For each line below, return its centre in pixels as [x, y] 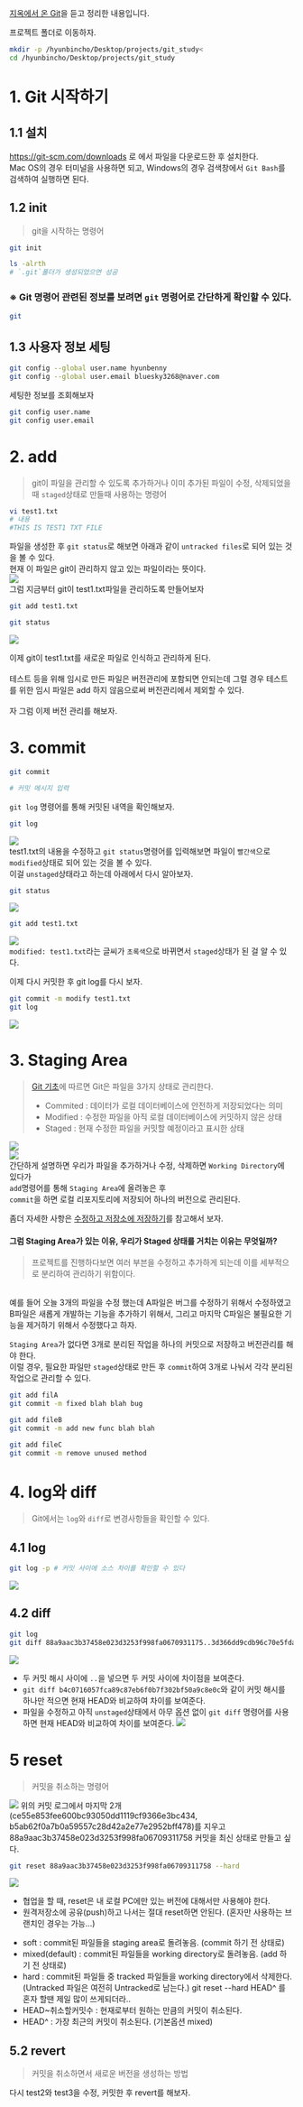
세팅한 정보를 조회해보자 [52, 394]
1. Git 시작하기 [59, 97]
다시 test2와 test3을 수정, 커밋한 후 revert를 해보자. [100, 2093]
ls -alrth [28, 264]
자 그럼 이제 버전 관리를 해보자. [64, 710]
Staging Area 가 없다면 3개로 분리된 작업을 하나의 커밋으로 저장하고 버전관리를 [147, 1345]
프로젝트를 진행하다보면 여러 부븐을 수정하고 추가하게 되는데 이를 [145, 1262]
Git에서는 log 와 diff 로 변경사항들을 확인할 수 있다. [120, 1519]
